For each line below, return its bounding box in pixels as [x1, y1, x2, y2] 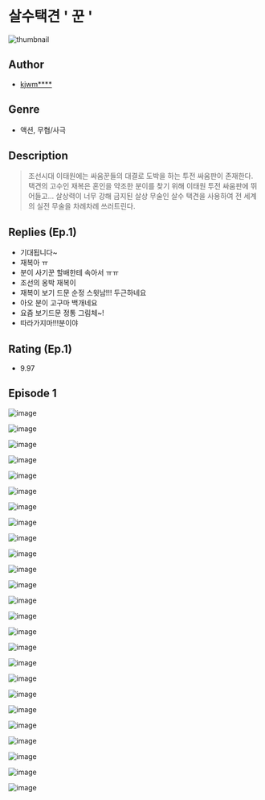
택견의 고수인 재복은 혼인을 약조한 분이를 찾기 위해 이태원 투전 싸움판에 [27, 181, 249, 191]
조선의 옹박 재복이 [19, 278, 76, 288]
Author [8, 58, 44, 72]
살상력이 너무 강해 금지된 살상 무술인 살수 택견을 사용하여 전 [55, 191, 243, 201]
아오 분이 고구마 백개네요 [19, 298, 98, 308]
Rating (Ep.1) [8, 342, 72, 355]
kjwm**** [19, 79, 52, 89]
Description [8, 148, 68, 162]
